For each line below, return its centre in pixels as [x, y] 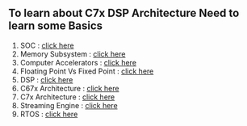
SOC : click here [47, 45]
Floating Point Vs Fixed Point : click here [87, 71]
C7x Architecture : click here [67, 97]
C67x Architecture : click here [69, 88]
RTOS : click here [49, 114]
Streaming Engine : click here [69, 105]
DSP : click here [46, 79]
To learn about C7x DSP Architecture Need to [124, 13]
